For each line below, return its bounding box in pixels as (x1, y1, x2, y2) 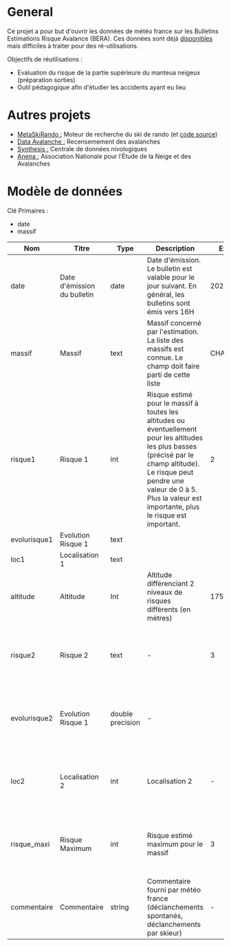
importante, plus (146, 502, 200, 511)
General (7, 4, 54, 20)
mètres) (146, 613, 173, 623)
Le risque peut (146, 467, 194, 477)
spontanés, (146, 910, 184, 920)
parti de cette (146, 370, 190, 380)
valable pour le (146, 272, 195, 282)
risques (146, 596, 171, 605)
